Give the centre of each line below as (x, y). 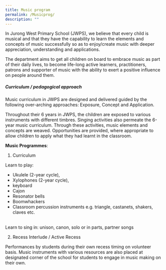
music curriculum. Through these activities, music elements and (81, 125)
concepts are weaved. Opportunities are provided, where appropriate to (79, 131)
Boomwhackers (29, 202)
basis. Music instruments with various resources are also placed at (74, 252)
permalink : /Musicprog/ (30, 15)
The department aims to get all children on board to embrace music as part (83, 59)
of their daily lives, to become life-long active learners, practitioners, (76, 65)
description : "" (22, 19)
